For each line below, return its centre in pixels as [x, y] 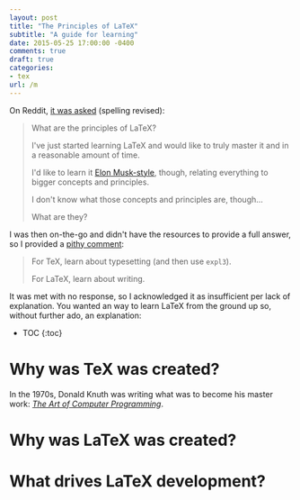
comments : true [38, 51]
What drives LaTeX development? [138, 481]
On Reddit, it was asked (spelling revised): [87, 110]
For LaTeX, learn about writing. [88, 278]
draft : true [31, 59]
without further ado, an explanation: [75, 315]
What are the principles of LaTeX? [94, 128]
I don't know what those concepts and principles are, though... [147, 199]
